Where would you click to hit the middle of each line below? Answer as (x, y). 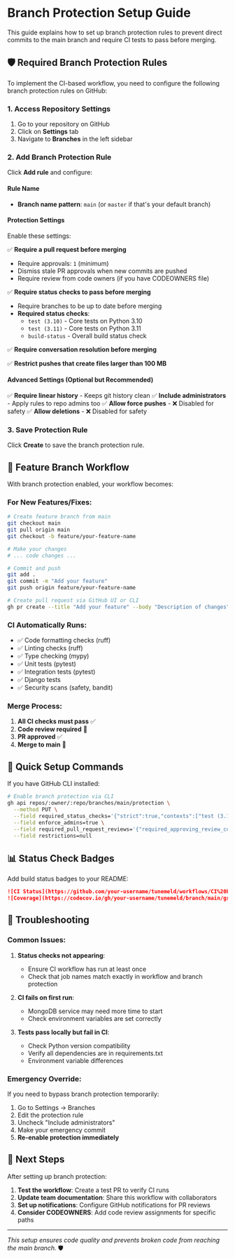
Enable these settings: (39, 236)
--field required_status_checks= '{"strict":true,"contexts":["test (114, 816)
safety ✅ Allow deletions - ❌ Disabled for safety (77, 411)
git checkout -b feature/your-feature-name (72, 536)
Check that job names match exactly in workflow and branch (115, 976)
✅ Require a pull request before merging (67, 249)
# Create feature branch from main (59, 517)
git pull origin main (39, 530)
